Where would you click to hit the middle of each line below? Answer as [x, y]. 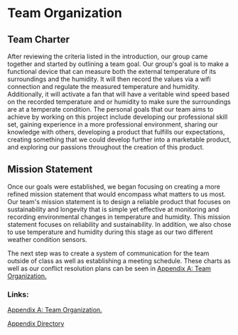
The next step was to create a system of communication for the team [108, 253]
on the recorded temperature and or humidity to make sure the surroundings [119, 102]
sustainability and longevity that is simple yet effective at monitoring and [113, 209]
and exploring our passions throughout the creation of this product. [106, 147]
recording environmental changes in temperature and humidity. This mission [119, 217]
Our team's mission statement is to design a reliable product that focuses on [119, 201]
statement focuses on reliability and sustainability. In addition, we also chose [119, 224]
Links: [18, 294]
